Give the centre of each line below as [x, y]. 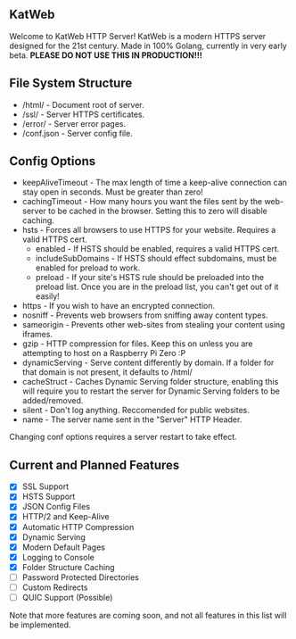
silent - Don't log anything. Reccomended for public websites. [136, 411]
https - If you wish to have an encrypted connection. [119, 306]
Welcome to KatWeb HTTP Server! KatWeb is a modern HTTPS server [138, 36]
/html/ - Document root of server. [83, 104]
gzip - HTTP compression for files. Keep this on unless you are [137, 344]
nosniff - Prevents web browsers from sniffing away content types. [145, 315]
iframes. [37, 335]
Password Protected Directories [81, 577]
